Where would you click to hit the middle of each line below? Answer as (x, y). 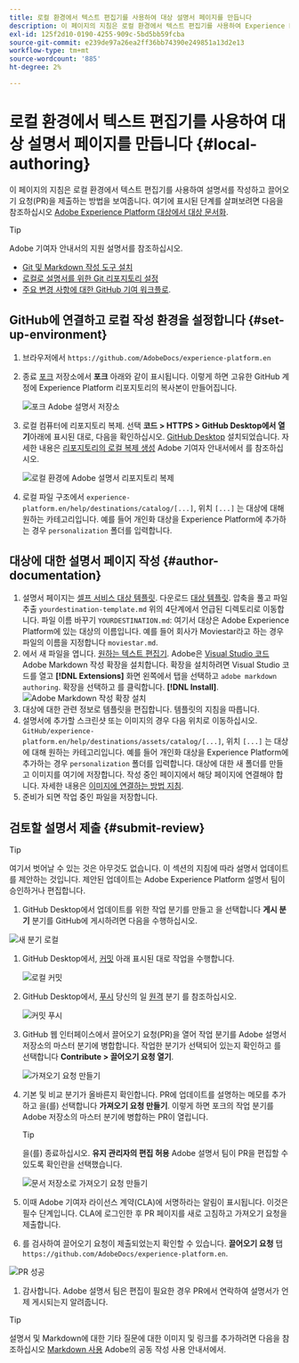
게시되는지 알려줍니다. (70, 1302)
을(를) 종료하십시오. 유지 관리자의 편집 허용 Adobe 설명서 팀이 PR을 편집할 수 (155, 1153)
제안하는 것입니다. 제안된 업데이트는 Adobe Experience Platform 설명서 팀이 (152, 880)
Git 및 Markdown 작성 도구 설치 (77, 267)
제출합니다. (41, 1225)
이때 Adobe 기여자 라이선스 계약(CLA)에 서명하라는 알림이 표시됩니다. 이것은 (155, 1202)
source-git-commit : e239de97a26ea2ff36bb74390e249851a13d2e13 (127, 42)
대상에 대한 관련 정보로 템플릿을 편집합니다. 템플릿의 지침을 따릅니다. (141, 709)
